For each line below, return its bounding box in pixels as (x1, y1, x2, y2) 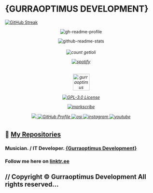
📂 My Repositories (5, 130, 61, 138)
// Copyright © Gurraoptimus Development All (5, 173, 146, 181)
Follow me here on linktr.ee (5, 158, 70, 164)
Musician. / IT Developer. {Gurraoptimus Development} (5, 145, 137, 151)
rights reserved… (5, 180, 59, 188)
